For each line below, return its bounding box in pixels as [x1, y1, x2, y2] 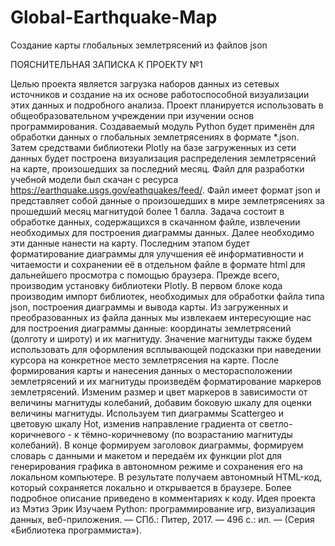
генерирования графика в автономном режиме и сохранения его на [10, 460, 303, 472]
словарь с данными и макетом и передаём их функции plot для [10, 449, 283, 461]
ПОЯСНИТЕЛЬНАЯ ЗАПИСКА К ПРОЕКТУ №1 [10, 58, 203, 70]
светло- [259, 417, 293, 430]
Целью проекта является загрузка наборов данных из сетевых [10, 77, 280, 90]
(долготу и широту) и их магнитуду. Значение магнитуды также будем [10, 332, 313, 345]
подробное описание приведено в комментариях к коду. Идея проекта [10, 492, 316, 504]
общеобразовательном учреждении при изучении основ [10, 109, 255, 121]
